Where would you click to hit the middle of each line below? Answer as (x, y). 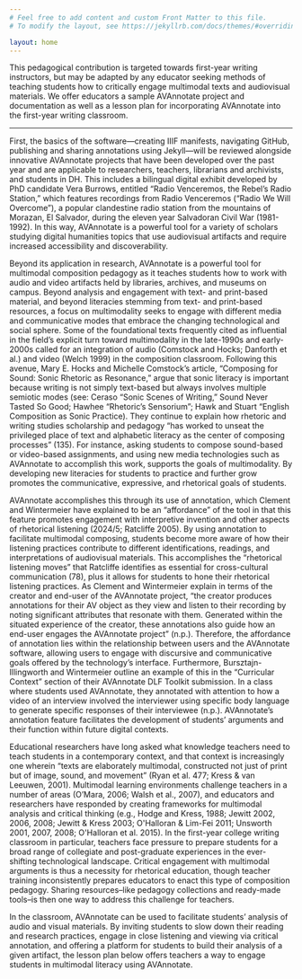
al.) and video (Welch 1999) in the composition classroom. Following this (143, 359)
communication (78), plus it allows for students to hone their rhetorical (139, 577)
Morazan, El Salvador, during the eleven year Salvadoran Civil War (132, 217)
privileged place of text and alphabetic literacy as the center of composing (147, 436)
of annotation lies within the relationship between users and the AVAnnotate (150, 644)
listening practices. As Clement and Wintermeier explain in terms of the (141, 587)
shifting (23, 861)
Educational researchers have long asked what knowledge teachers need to (150, 747)
